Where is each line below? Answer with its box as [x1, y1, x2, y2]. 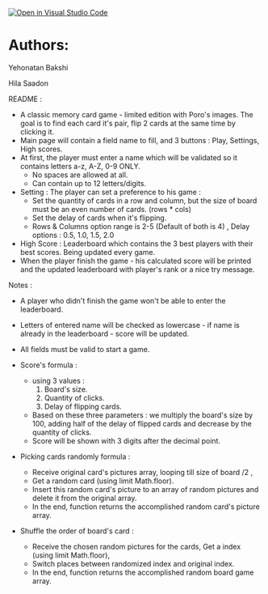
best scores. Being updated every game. [19, 247, 156, 257]
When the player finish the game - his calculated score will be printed [19, 256, 252, 265]
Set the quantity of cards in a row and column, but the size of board [31, 195, 258, 206]
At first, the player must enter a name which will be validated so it [19, 152, 238, 162]
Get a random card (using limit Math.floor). [31, 476, 174, 486]
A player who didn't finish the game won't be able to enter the [19, 295, 226, 305]
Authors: [8, 36, 69, 54]
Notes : [8, 280, 32, 290]
